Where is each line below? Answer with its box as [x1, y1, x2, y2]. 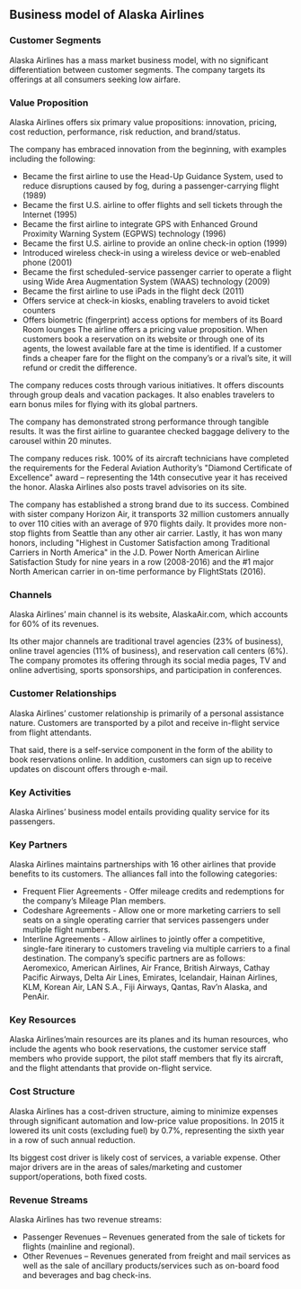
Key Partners [9, 838, 67, 850]
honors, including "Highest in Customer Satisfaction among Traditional [9, 537, 270, 548]
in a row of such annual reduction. [9, 1134, 136, 1145]
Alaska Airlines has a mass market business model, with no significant [9, 54, 269, 66]
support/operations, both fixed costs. [9, 1171, 147, 1182]
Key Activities [9, 785, 72, 798]
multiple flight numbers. [22, 924, 111, 935]
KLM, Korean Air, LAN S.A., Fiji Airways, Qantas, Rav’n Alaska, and [22, 982, 268, 993]
